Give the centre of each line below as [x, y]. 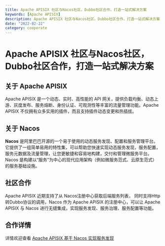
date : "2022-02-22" [25, 23]
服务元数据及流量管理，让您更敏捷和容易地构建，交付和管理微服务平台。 [78, 153]
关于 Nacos [23, 128]
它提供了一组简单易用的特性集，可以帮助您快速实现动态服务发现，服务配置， [83, 147]
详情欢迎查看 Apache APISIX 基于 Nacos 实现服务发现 [60, 238]
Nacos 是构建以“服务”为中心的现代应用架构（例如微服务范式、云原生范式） [81, 160]
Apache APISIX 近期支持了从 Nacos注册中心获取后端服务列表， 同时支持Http [83, 196]
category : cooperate [26, 28]
